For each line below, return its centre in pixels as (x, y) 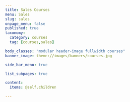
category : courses (29, 38)
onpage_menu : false (25, 24)
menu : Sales (17, 14)
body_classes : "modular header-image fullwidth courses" (65, 51)
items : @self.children (33, 88)
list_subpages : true (27, 74)
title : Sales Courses (28, 10)
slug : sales (17, 19)
